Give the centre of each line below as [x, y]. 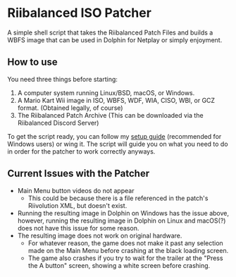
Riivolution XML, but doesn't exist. [77, 205]
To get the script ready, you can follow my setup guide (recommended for [114, 136]
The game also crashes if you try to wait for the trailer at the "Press [125, 258]
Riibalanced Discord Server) [58, 123]
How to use [32, 62]
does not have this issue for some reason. [78, 228]
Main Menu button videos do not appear [76, 190]
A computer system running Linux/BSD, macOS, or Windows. [106, 92]
